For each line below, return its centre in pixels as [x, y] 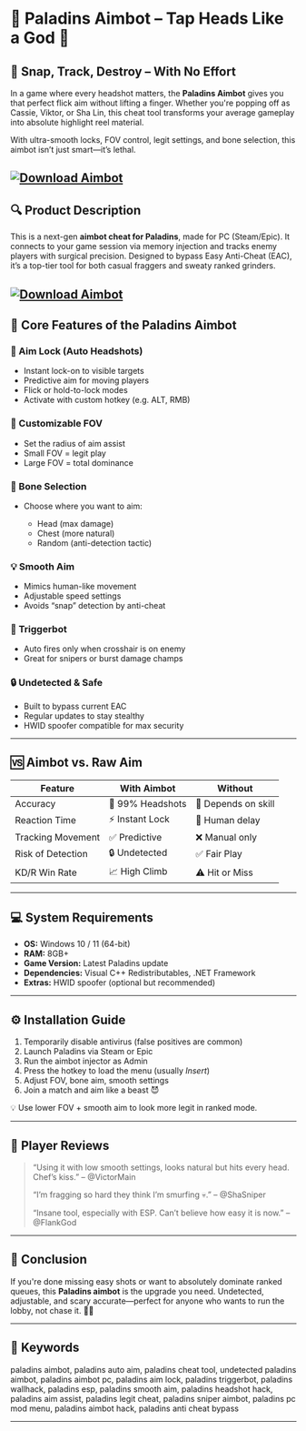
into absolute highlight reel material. [77, 122]
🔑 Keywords [45, 1348]
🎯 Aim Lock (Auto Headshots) [77, 351]
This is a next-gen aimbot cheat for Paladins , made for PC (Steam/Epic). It [150, 237]
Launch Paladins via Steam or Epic [88, 1052]
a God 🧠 [40, 38]
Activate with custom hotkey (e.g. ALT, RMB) [107, 400]
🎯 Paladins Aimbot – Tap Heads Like [147, 19]
